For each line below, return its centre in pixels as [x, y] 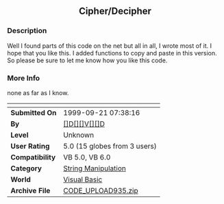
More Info [24, 78]
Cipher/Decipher [115, 11]
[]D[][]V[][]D [84, 124]
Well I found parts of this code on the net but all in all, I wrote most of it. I [110, 46]
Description [27, 31]
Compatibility [33, 157]
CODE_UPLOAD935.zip [101, 190]
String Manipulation [95, 168]
